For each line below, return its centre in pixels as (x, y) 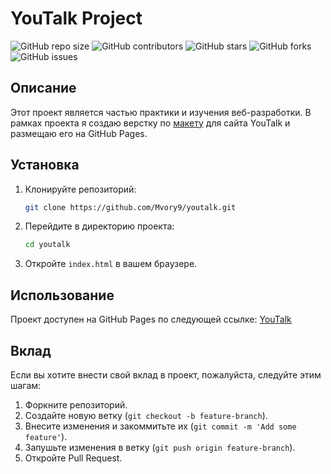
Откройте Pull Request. (73, 458)
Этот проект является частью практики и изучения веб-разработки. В (161, 112)
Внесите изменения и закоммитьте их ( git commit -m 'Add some (160, 426)
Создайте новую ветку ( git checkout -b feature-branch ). (146, 415)
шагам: (26, 385)
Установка (45, 165)
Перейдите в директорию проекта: (99, 226)
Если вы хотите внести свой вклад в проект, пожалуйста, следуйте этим (166, 374)
